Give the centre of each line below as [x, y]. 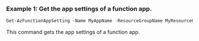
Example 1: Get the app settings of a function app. [79, 9]
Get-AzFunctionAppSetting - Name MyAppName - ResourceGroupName [84, 21]
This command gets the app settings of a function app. [73, 32]
